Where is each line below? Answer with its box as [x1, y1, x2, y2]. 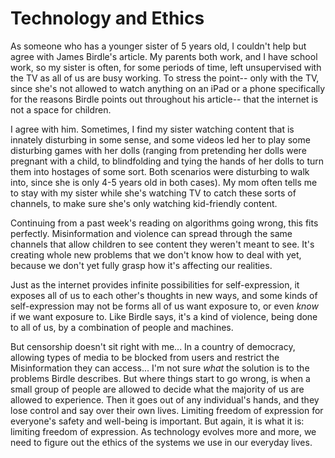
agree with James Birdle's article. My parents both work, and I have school [10, 50, 318, 62]
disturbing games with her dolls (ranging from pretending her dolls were [10, 144, 307, 156]
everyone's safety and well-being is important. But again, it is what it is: [10, 415, 305, 427]
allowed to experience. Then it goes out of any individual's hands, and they [10, 393, 320, 406]
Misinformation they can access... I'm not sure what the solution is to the [10, 362, 310, 374]
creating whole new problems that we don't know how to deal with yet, [10, 248, 302, 261]
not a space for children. [10, 103, 112, 116]
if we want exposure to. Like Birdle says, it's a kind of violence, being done [10, 310, 318, 322]
